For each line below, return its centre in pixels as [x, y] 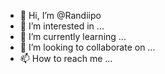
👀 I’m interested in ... [62, 26]
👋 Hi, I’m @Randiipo [60, 15]
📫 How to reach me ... [66, 58]
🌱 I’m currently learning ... [73, 36]
